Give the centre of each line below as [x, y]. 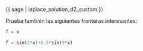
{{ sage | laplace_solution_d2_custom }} [54, 9]
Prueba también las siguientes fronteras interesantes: [71, 21]
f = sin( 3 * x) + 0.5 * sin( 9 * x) [39, 43]
